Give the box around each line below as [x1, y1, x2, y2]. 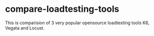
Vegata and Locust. [5, 25, 45, 31]
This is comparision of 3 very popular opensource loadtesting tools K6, [5, 20, 150, 26]
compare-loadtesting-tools [5, 3, 119, 15]
